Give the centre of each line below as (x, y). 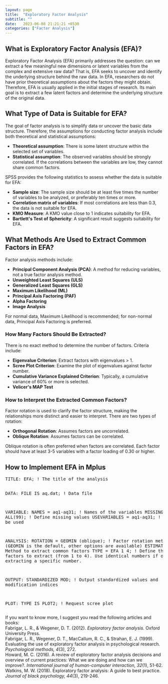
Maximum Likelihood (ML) (40, 290)
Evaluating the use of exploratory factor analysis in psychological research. (83, 644)
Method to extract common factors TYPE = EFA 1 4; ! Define (80, 551)
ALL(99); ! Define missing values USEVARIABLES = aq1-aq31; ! (83, 517)
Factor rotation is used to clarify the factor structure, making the (71, 411)
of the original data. (25, 98)
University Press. (23, 633)
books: (12, 622)
